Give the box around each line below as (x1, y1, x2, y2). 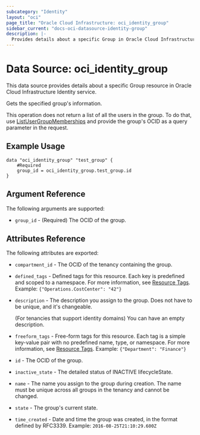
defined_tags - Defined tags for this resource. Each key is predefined (14, 273, 185, 280)
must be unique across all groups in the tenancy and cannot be (14, 386, 170, 394)
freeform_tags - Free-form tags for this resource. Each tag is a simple (14, 332, 186, 340)
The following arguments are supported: (6, 205, 105, 212)
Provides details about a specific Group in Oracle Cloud (11, 36, 159, 42)
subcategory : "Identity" (6, 8, 68, 15)
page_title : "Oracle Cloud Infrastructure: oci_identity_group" (6, 20, 169, 26)
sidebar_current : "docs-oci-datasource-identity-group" (6, 25, 148, 32)
